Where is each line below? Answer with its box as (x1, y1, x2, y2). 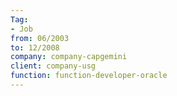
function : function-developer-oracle (10, 71, 168, 81)
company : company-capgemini (10, 52, 128, 62)
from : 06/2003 (10, 33, 70, 43)
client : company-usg (10, 61, 97, 71)
